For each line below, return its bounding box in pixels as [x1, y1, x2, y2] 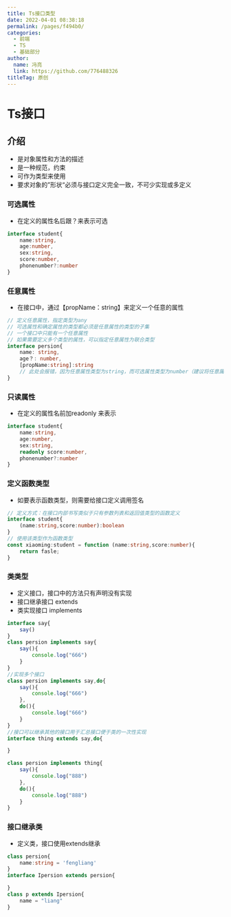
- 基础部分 [13, 49, 41, 56]
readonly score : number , [19, 448, 88, 455]
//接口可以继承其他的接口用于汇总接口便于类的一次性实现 [7, 728, 146, 735]
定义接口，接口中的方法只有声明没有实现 [16, 589, 132, 597]
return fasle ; [19, 548, 60, 555]
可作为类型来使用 [16, 172, 66, 180]
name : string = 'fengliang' [19, 859, 97, 866]
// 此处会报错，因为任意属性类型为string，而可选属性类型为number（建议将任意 [19, 368, 219, 375]
